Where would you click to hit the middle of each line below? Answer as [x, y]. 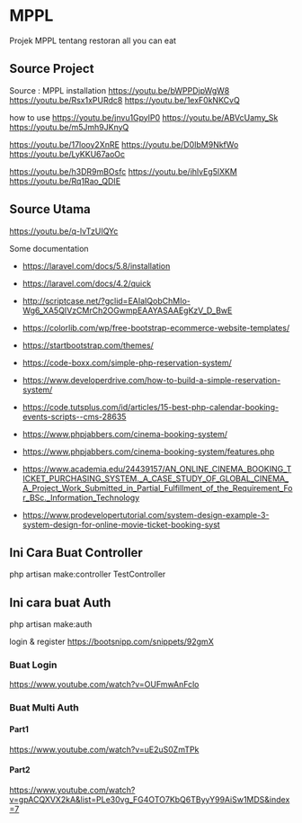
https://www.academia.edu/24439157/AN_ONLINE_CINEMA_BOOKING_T [157, 469]
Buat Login [33, 665]
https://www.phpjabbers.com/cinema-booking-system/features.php [148, 452]
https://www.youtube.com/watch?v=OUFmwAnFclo [104, 684]
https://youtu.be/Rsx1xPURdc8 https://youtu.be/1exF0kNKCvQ [124, 100]
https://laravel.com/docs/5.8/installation [96, 265]
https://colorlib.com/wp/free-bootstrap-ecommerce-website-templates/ [156, 327]
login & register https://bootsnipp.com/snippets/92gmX [111, 642]
